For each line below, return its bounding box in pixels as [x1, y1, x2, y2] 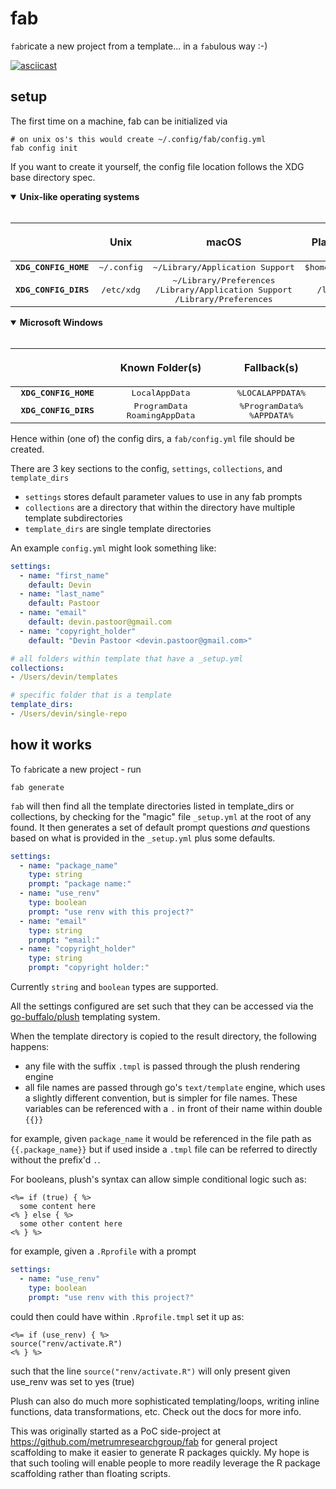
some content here [19, 1202, 97, 1212]
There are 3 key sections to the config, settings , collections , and [10, 462, 283, 474]
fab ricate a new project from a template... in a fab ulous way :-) [10, 40, 268, 52]
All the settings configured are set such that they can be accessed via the [10, 1000, 314, 1012]
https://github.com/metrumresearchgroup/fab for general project [10, 1435, 278, 1447]
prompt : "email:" [28, 935, 101, 945]
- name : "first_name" [19, 570, 110, 581]
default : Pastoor [28, 598, 101, 609]
